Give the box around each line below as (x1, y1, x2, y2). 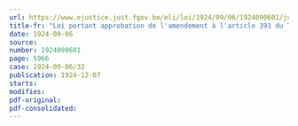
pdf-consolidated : (9, 104, 77, 113)
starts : (9, 79, 38, 88)
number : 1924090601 (9, 46, 82, 55)
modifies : (9, 87, 46, 96)
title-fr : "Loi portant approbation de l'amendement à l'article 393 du (9, 21, 284, 30)
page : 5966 (9, 54, 50, 63)
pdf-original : (9, 95, 62, 105)
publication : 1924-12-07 (9, 71, 101, 80)
